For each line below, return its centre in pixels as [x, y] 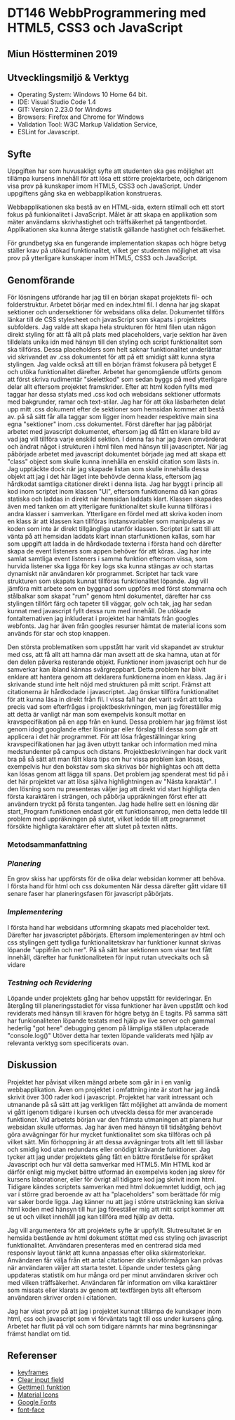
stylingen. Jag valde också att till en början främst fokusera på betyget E [112, 364]
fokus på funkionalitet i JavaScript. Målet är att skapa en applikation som [112, 215]
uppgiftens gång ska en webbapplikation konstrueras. [85, 193]
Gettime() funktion [44, 1388]
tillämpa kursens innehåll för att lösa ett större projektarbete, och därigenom [117, 179]
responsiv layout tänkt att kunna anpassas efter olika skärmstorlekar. [107, 1253]
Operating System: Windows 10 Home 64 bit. [82, 95]
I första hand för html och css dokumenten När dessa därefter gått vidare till [117, 886]
